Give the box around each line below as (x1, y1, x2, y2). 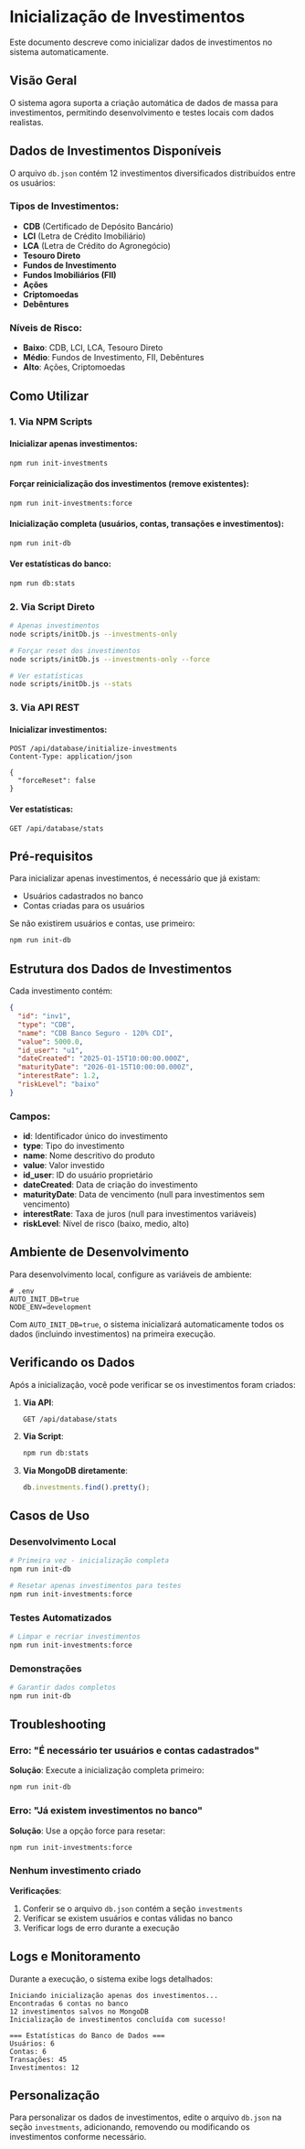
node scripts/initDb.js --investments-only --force (9, 654, 210, 664)
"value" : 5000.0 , (17, 1037, 84, 1047)
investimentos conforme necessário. (9, 2132, 147, 2143)
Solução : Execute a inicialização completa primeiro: (9, 1765, 205, 1776)
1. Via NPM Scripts (9, 415, 93, 428)
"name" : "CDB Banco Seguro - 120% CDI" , (17, 1028, 174, 1037)
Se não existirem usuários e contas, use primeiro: (9, 918, 195, 929)
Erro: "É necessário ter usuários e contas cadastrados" (9, 1745, 260, 1757)
